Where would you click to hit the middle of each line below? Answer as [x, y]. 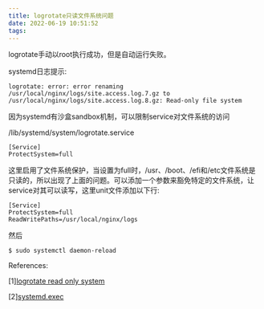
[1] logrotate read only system [57, 281]
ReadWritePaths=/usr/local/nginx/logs [73, 220]
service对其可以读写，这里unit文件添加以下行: [84, 190]
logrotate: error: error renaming [66, 87]
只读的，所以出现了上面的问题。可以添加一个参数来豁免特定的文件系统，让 [131, 181]
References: [28, 266]
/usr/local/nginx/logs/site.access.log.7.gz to [89, 94]
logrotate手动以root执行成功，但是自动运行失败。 [89, 55]
